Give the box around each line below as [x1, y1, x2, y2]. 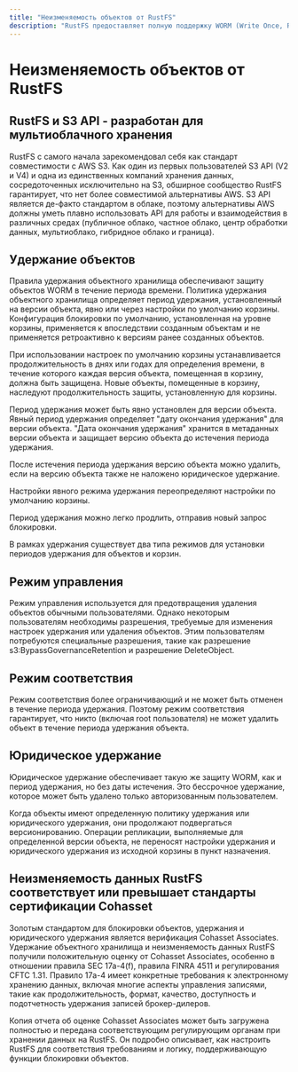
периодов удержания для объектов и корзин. [9, 548, 182, 559]
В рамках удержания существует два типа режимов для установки [9, 539, 265, 550]
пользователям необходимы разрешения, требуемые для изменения [9, 617, 273, 627]
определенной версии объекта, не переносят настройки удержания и [9, 836, 277, 847]
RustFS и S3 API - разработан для [9, 114, 204, 129]
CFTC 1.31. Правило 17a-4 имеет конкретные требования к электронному [9, 969, 289, 981]
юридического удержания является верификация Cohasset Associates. [9, 932, 279, 942]
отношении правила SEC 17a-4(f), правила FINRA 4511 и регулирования [9, 960, 279, 971]
